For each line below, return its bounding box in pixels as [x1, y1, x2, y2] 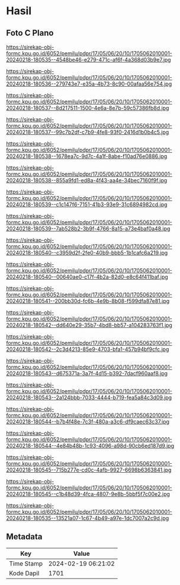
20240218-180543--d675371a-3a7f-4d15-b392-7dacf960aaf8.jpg [6, 370, 168, 377]
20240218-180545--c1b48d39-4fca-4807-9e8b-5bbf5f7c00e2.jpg [6, 491, 171, 497]
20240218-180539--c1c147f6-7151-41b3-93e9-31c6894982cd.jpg [6, 201, 168, 208]
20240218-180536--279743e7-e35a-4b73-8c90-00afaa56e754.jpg [6, 80, 172, 87]
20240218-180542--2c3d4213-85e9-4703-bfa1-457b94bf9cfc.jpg [6, 346, 169, 353]
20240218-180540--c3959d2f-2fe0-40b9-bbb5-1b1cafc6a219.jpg [6, 249, 168, 256]
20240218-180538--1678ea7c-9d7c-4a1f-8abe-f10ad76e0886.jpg [6, 153, 168, 160]
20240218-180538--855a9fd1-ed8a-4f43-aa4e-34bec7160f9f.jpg [6, 177, 168, 184]
